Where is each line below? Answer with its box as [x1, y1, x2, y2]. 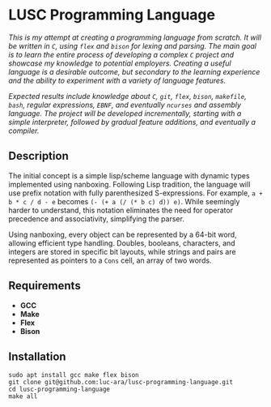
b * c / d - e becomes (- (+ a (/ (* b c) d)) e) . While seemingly [8, 196, 240, 206]
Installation [8, 349, 66, 363]
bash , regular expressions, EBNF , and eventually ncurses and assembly [8, 100, 241, 109]
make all [8, 392, 38, 401]
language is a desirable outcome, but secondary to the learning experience [8, 66, 260, 76]
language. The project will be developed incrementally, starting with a [8, 108, 242, 118]
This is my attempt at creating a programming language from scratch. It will [8, 32, 261, 42]
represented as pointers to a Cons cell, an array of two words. [8, 255, 212, 265]
